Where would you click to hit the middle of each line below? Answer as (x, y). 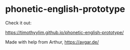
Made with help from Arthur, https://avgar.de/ (52, 42)
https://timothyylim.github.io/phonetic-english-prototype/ (64, 32)
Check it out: (18, 23)
